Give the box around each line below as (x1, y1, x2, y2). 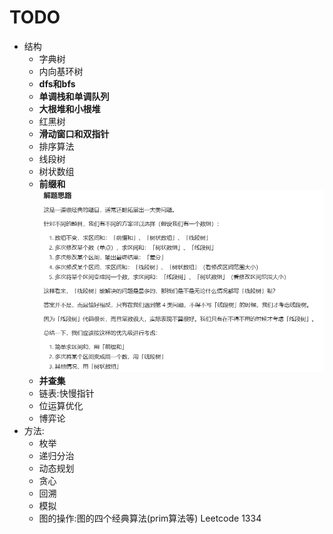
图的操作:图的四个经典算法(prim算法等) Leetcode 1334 (38, 512, 262, 524)
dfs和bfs (38, 77, 76, 90)
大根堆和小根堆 (38, 102, 101, 115)
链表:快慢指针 (38, 387, 95, 399)
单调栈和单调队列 (38, 90, 110, 102)
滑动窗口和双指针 (38, 127, 110, 140)
